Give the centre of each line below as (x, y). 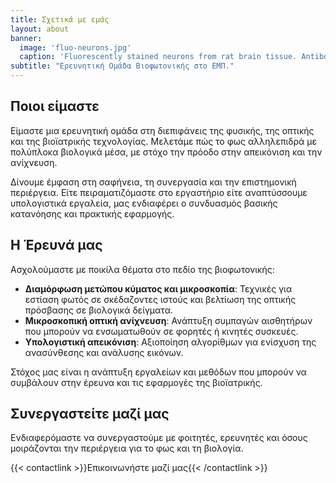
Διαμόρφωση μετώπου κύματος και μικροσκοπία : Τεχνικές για (158, 288)
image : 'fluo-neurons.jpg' (75, 47)
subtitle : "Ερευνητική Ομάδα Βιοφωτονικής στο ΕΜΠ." (122, 66)
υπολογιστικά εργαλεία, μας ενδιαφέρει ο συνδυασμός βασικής (144, 203)
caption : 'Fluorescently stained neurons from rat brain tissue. (158, 57)
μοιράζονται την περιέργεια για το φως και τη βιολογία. (127, 448)
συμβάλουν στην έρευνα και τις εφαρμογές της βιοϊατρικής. (136, 382)
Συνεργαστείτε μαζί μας (90, 414)
